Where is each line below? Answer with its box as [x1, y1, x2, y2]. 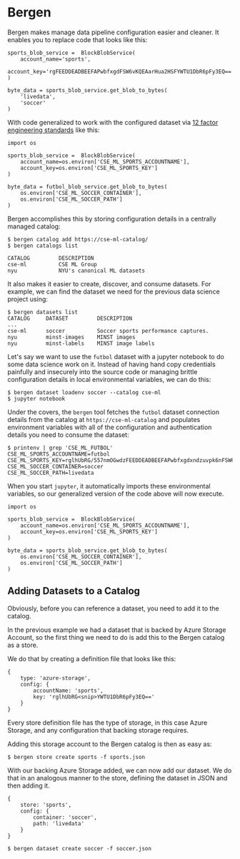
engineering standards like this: [7, 126, 100, 134]
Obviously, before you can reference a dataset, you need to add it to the [7, 604, 219, 613]
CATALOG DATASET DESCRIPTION [7, 315, 133, 322]
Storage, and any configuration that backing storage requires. [7, 725, 189, 734]
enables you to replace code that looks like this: [7, 35, 148, 44]
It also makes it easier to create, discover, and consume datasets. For [7, 279, 211, 288]
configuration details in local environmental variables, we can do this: [7, 375, 211, 383]
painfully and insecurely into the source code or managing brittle [7, 367, 198, 376]
